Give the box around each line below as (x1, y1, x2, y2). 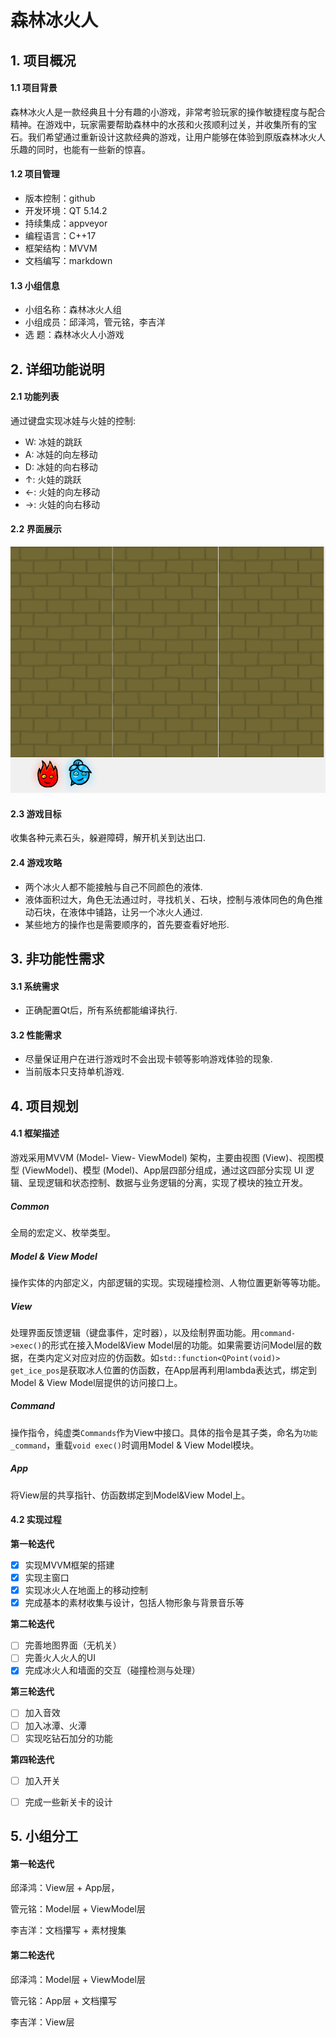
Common (10, 1200, 50, 1212)
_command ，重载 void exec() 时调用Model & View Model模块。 (10, 1439, 260, 1451)
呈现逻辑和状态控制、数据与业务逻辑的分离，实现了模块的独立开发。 (27, 1176, 308, 1188)
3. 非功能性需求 (10, 950, 105, 967)
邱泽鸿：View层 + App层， (10, 1882, 120, 1894)
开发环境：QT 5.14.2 (24, 204, 108, 216)
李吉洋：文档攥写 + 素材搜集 (10, 1924, 127, 1936)
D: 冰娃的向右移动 (24, 461, 98, 473)
